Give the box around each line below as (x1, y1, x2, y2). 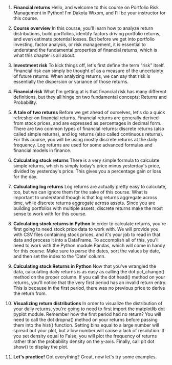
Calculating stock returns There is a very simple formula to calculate (13, 157, 160, 163)
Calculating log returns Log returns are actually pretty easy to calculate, (13, 184, 167, 189)
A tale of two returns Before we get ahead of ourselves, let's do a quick (13, 110, 165, 115)
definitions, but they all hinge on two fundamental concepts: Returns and (13, 94, 167, 100)
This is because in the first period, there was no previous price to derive (13, 285, 165, 291)
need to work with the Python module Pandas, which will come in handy (13, 243, 165, 248)
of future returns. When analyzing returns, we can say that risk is (13, 73, 150, 79)
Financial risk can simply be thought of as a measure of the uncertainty (13, 68, 164, 74)
